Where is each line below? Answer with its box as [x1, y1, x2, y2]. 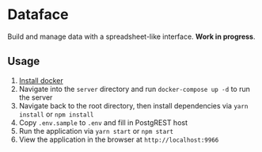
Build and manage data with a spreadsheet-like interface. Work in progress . [7, 32, 256, 41]
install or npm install [18, 109, 94, 119]
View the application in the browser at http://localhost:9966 [18, 135, 219, 144]
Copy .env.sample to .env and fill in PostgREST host [18, 117, 188, 127]
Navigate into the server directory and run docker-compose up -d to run [18, 84, 250, 93]
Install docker [18, 75, 64, 85]
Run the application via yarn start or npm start [18, 126, 174, 135]
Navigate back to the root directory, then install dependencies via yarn [18, 101, 249, 110]
